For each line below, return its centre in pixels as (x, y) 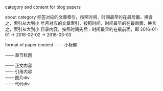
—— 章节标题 (19, 55)
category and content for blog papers (43, 7)
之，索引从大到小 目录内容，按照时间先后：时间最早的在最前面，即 (72, 29)
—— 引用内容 (19, 72)
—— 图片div (17, 78)
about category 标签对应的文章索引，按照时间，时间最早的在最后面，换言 (79, 17)
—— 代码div (17, 84)
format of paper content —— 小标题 (41, 45)
